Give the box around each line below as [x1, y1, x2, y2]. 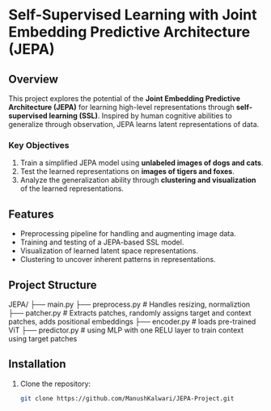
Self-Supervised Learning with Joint [8, 6, 257, 24]
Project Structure [8, 278, 97, 292]
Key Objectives [8, 139, 70, 150]
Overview [8, 72, 59, 86]
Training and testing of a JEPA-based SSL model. [19, 237, 184, 248]
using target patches [8, 333, 78, 343]
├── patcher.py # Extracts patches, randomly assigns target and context [8, 307, 252, 317]
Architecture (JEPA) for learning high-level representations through [8, 103, 235, 112]
